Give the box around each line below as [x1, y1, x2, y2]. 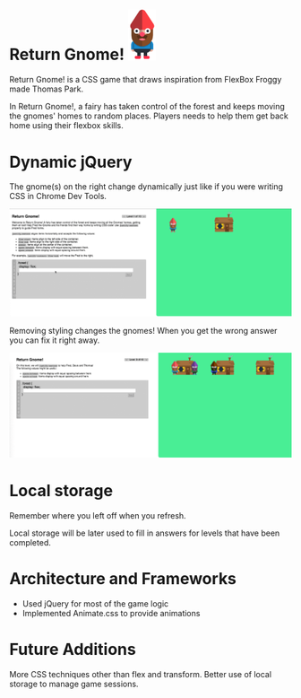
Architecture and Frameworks [9, 569, 237, 589]
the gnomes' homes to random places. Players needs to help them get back [9, 110, 288, 121]
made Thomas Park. [9, 83, 83, 94]
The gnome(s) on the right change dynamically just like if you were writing [9, 181, 284, 192]
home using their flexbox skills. [9, 120, 124, 131]
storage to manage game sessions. [9, 678, 139, 689]
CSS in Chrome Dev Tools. [9, 191, 107, 202]
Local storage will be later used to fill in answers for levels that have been [9, 528, 280, 538]
